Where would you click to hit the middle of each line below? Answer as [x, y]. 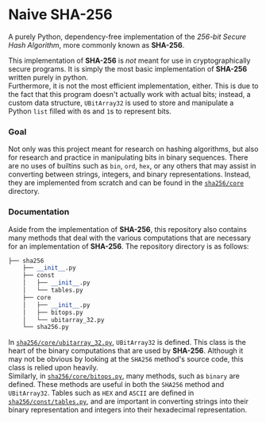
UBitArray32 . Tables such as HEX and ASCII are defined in [101, 393]
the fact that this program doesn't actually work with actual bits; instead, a [130, 94]
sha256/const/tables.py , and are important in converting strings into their [128, 401]
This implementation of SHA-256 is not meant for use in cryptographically [129, 60]
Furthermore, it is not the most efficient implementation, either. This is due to [134, 86]
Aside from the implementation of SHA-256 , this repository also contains [128, 229]
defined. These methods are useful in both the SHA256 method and [116, 385]
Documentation [39, 212]
